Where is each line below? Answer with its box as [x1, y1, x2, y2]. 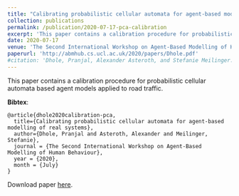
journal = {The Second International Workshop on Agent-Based [14, 143, 202, 150]
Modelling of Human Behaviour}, [7, 149, 103, 156]
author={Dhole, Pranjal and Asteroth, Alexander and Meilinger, [14, 130, 208, 138]
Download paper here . [7, 180, 73, 189]
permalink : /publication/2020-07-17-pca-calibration [7, 24, 167, 31]
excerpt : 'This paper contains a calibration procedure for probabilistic [7, 30, 234, 38]
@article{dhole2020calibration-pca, [7, 111, 116, 118]
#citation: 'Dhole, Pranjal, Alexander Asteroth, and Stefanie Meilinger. [7, 57, 234, 64]
